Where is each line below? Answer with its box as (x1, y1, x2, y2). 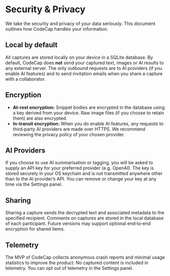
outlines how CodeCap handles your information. (5, 26, 109, 32)
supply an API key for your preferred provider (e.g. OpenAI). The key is (5, 165, 154, 171)
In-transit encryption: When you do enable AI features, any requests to (12, 120, 164, 127)
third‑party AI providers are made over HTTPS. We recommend (12, 126, 145, 132)
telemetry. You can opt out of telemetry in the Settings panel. (5, 265, 134, 271)
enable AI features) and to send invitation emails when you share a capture (5, 70, 163, 77)
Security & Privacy (5, 4, 86, 15)
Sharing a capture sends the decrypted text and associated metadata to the (5, 210, 164, 216)
